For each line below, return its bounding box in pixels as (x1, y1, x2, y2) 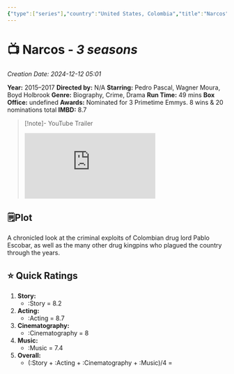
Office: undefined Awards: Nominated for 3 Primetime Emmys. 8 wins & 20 (7, 98, 224, 106)
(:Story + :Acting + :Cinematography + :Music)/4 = (27, 359, 173, 367)
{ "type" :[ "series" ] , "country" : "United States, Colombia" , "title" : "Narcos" (7, 10, 229, 17)
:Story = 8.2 (27, 299, 62, 308)
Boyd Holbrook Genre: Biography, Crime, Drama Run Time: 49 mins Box (7, 90, 215, 99)
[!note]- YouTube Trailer (24, 119, 93, 127)
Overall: (17, 351, 41, 360)
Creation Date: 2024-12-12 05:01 (7, 69, 102, 78)
